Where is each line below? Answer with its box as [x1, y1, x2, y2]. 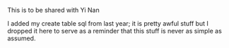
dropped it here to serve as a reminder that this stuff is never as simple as [7, 27, 223, 35]
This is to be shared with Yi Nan [7, 6, 100, 14]
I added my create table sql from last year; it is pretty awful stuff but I [7, 19, 209, 27]
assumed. [7, 34, 36, 42]
